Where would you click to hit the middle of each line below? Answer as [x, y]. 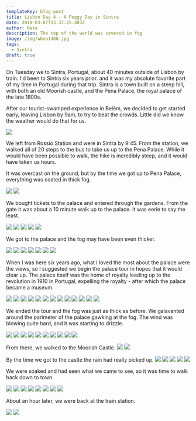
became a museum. [30, 287]
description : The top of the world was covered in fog [74, 33]
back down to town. [30, 377]
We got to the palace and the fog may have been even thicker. [81, 239]
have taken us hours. [31, 161]
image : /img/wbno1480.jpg [37, 39]
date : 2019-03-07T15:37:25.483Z [45, 22]
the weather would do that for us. [46, 120]
